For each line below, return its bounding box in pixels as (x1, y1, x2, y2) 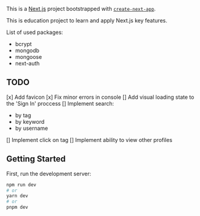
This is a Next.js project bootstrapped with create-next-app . (6, 5, 156, 12)
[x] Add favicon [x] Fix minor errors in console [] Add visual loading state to (6, 93, 195, 101)
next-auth (15, 60, 40, 67)
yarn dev (6, 193, 28, 199)
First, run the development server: (6, 170, 92, 177)
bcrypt (15, 41, 32, 47)
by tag (15, 112, 32, 119)
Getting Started (6, 154, 66, 164)
